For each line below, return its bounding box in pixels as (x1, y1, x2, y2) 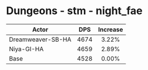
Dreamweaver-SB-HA (9, 35, 72, 44)
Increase (97, 25, 123, 34)
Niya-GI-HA (9, 45, 44, 53)
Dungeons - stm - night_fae (6, 4, 143, 18)
